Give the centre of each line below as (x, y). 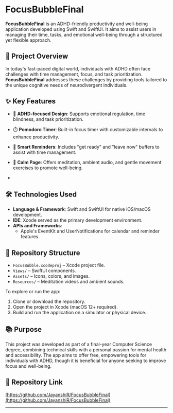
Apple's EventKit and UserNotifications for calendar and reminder (90, 231)
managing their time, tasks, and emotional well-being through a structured (84, 34)
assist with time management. (45, 152)
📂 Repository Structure (43, 253)
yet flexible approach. (28, 40)
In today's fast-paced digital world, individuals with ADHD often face (78, 68)
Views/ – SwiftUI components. (44, 271)
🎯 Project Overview (37, 56)
